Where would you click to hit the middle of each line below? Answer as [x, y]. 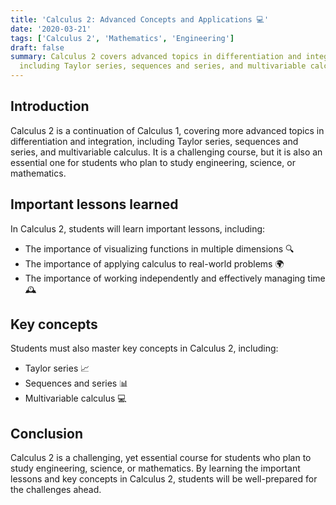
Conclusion [47, 433]
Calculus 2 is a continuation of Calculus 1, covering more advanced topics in [167, 130]
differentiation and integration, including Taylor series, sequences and [154, 141]
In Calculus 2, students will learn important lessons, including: [138, 228]
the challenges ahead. [56, 490]
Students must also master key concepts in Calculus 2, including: [144, 348]
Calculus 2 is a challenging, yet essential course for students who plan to [161, 458]
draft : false [37, 47]
